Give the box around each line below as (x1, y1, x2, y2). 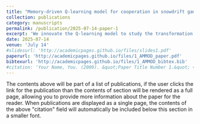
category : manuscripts (6, 20, 62, 26)
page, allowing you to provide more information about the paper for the (6, 93, 180, 100)
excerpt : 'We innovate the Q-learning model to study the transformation (6, 31, 193, 37)
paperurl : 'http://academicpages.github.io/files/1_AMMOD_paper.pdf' (6, 53, 183, 59)
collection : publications (6, 14, 70, 20)
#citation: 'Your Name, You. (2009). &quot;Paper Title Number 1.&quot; (6, 64, 190, 70)
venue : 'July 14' (6, 42, 49, 48)
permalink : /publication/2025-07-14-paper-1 (6, 25, 118, 32)
